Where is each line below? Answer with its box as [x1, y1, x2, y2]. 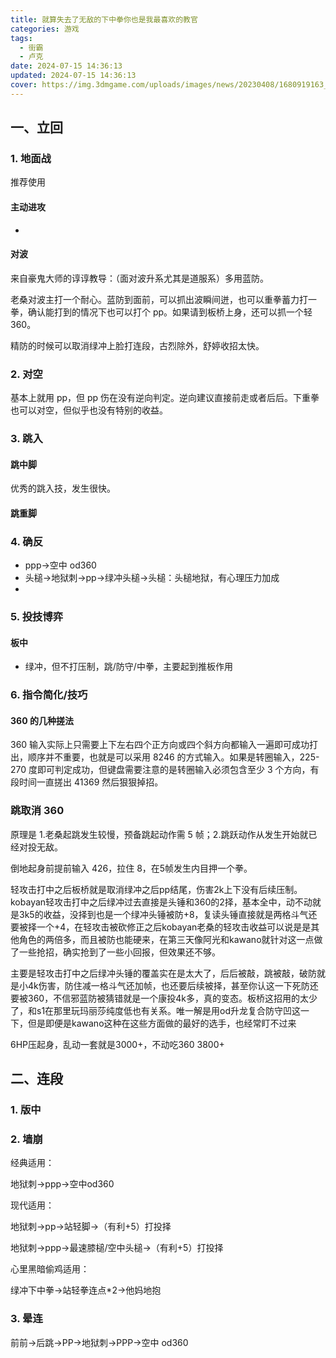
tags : [10, 33, 33, 43]
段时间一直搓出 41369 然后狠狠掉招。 [10, 776, 164, 788]
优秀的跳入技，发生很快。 [10, 482, 116, 495]
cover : [10, 80, 38, 90]
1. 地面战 [10, 152, 52, 166]
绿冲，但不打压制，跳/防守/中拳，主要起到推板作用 [24, 661, 233, 673]
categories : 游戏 [10, 24, 80, 34]
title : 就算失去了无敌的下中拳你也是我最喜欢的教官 [10, 14, 198, 25]
